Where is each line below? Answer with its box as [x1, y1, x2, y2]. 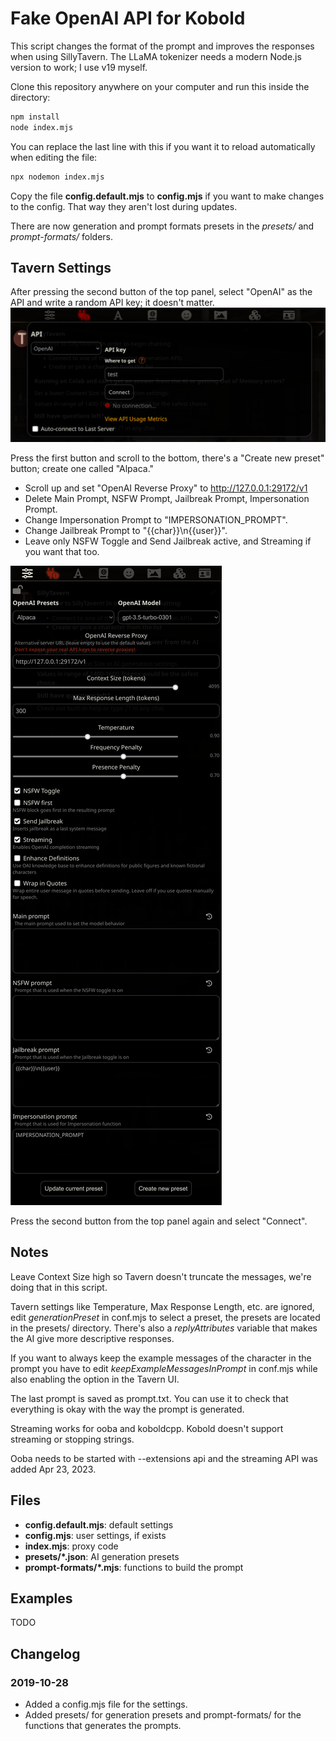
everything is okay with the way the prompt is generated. [10, 1403, 245, 1415]
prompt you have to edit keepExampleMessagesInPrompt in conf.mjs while [10, 1362, 318, 1374]
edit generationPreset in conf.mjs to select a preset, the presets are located [10, 1311, 321, 1323]
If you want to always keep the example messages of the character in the [10, 1352, 312, 1364]
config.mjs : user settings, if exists [24, 1529, 167, 1541]
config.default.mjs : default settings [24, 1518, 174, 1531]
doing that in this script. [10, 1281, 108, 1293]
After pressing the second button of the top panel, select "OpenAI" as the [10, 286, 313, 298]
